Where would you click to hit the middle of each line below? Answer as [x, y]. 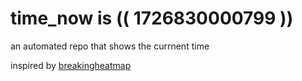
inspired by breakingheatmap [71, 65]
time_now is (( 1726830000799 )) [152, 18]
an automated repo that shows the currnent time [110, 46]
